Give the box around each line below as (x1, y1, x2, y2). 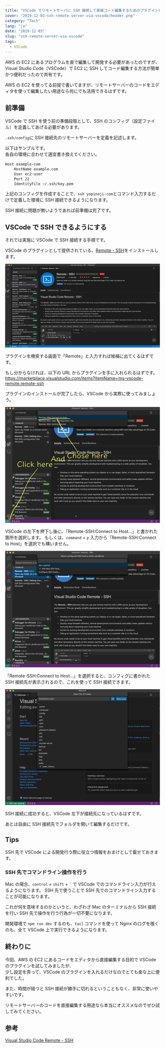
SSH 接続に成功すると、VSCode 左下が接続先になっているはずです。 (5, 810, 144, 816)
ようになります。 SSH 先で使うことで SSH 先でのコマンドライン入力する (9, 887, 156, 893)
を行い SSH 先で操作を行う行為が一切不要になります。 (5, 910, 115, 916)
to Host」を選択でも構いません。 (5, 541, 72, 547)
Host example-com (5, 162, 41, 167)
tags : (5, 39, 16, 44)
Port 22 (14, 176, 29, 181)
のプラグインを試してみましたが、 (5, 963, 74, 969)
